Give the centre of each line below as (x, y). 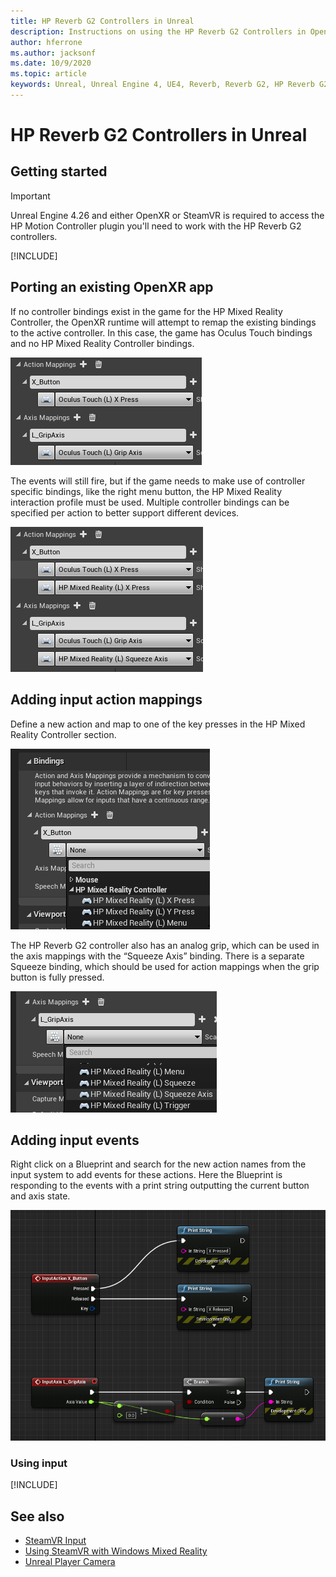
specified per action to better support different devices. (125, 512)
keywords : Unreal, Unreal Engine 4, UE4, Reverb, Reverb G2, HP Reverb (162, 85)
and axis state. (40, 1196)
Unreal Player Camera (70, 1562)
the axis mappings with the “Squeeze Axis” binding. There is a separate (157, 956)
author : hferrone (46, 42)
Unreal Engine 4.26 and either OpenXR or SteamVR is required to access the (167, 215)
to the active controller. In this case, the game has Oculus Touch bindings (161, 332)
